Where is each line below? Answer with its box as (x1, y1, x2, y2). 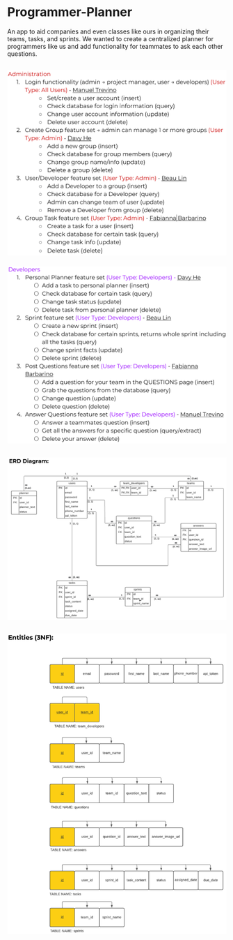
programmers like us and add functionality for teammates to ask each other (7, 42, 224, 50)
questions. (7, 50, 38, 58)
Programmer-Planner (7, 4, 133, 20)
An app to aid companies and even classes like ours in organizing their (7, 27, 210, 36)
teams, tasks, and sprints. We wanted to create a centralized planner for (7, 34, 214, 43)
